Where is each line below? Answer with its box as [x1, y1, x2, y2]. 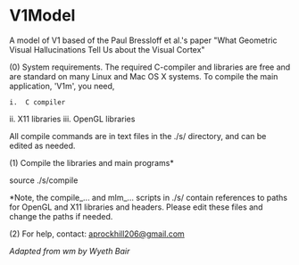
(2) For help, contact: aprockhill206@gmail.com [9, 228, 185, 239]
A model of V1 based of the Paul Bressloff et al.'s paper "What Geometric [9, 35, 278, 46]
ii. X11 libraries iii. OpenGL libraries [9, 113, 136, 124]
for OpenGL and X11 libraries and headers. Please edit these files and [9, 202, 263, 212]
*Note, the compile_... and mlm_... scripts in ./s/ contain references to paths [9, 192, 288, 203]
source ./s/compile [9, 175, 79, 186]
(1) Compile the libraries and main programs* [9, 157, 174, 168]
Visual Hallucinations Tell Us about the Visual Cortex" [9, 44, 205, 54]
